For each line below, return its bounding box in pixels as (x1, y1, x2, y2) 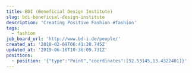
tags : (6, 25, 20, 31)
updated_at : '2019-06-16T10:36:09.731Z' (6, 47, 108, 53)
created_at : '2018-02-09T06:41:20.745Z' (6, 42, 108, 48)
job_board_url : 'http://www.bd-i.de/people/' (6, 36, 121, 42)
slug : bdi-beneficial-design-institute (6, 14, 105, 20)
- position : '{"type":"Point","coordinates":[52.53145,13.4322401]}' (11, 58, 187, 64)
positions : (6, 52, 33, 58)
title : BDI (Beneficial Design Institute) (6, 8, 113, 15)
